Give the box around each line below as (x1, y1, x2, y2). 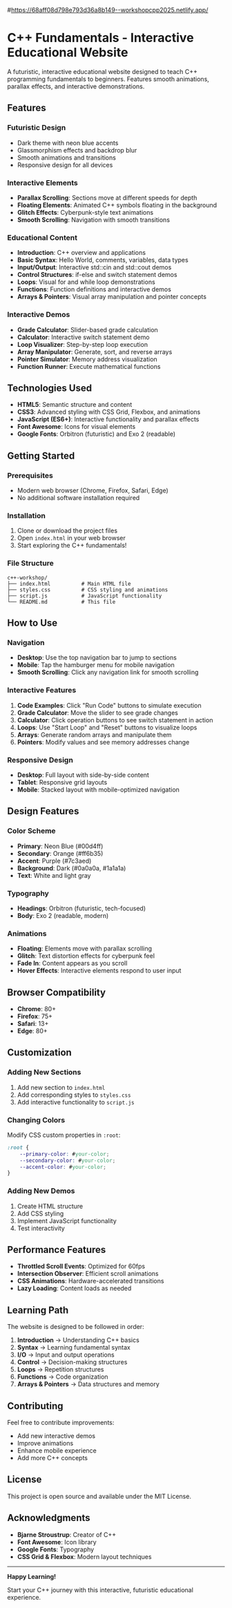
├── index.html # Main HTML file (7, 580, 131, 587)
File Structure (7, 559, 54, 568)
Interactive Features (7, 685, 77, 695)
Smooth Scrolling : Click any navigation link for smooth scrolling (17, 668, 199, 676)
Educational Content (7, 233, 78, 242)
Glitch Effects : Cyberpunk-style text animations (17, 208, 154, 216)
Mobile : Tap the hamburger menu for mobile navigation (17, 661, 175, 669)
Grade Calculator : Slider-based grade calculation (17, 325, 159, 334)
